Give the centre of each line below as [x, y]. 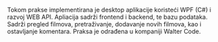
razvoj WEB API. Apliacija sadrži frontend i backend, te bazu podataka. [108, 17]
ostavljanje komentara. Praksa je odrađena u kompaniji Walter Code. [104, 31]
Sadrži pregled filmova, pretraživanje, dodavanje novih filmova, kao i [104, 24]
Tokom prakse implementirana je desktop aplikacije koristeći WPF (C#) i [109, 10]
